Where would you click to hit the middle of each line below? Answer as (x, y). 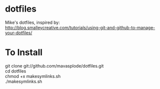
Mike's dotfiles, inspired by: (32, 22)
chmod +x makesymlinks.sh (33, 76)
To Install (24, 53)
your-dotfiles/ (19, 33)
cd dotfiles (16, 71)
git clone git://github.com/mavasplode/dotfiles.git (55, 66)
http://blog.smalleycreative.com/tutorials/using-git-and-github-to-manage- (80, 27)
